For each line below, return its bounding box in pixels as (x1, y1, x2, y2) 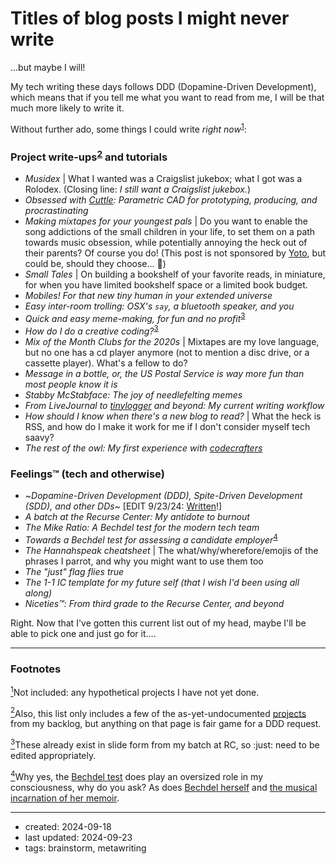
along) (24, 587, 53, 599)
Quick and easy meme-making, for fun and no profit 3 (24, 311, 246, 324)
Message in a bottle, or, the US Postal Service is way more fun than (24, 367, 305, 379)
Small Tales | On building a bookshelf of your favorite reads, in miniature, (24, 268, 326, 281)
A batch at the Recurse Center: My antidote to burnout (24, 510, 250, 522)
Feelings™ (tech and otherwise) (10, 467, 165, 481)
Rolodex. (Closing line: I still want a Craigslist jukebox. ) (24, 183, 252, 196)
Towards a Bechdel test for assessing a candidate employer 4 (24, 532, 278, 546)
